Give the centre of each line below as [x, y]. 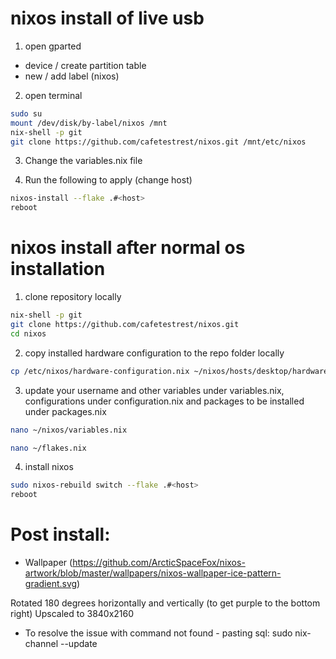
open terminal [53, 95]
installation [58, 269]
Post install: [60, 534]
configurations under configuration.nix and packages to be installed [164, 401]
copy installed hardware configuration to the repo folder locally [154, 353]
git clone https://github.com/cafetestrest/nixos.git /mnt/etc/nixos [158, 142]
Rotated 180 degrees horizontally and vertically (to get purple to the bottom [165, 603]
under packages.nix [65, 411]
